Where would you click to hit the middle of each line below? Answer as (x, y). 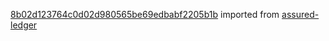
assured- (300, 14)
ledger (24, 25)
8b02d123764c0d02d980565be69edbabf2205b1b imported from (145, 14)
